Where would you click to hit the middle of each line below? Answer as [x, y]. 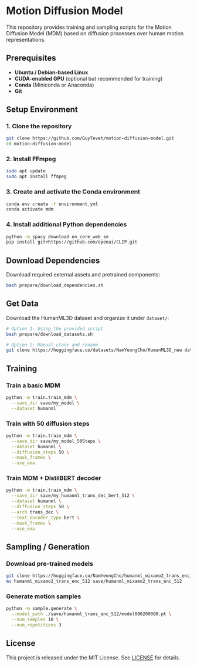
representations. [26, 39]
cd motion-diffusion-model [39, 144]
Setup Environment [42, 110]
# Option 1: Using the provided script [55, 329]
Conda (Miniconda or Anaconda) [54, 85]
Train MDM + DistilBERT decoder [54, 478]
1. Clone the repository [39, 126]
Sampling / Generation [48, 547]
